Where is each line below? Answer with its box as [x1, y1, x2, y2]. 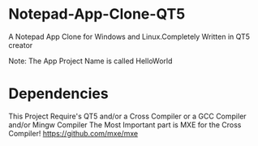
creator [8, 40, 33, 49]
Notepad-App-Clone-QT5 [8, 5, 186, 24]
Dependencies [8, 84, 109, 103]
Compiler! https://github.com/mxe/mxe [8, 128, 139, 138]
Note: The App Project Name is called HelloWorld [8, 56, 173, 66]
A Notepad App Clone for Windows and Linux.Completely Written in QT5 [8, 32, 250, 41]
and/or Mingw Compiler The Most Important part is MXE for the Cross [8, 119, 242, 130]
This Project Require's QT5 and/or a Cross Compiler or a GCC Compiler [8, 111, 247, 121]
